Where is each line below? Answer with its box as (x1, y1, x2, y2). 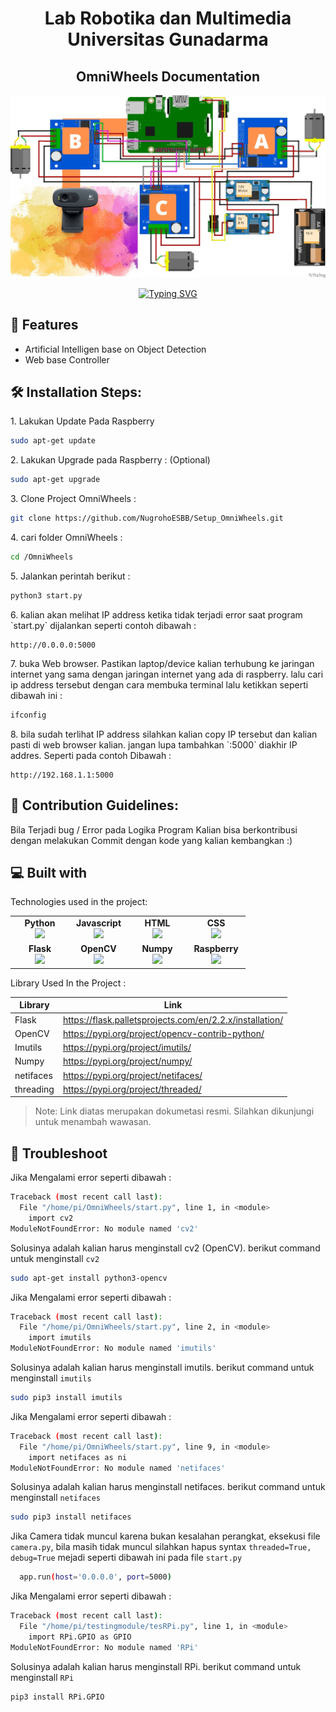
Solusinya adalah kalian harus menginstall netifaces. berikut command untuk (10, 1481, 326, 1493)
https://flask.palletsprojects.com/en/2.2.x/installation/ (62, 1013, 284, 1026)
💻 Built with (10, 864, 88, 881)
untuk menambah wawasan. (34, 1116, 152, 1128)
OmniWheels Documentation (76, 68, 260, 85)
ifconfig (10, 710, 47, 720)
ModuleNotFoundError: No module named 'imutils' (10, 1343, 217, 1354)
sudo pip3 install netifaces (10, 1512, 132, 1522)
